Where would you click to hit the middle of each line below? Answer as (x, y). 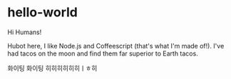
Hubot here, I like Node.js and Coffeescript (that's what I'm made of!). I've (116, 46)
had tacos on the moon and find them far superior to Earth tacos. (103, 53)
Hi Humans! (25, 32)
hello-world (43, 12)
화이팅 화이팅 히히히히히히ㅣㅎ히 (52, 68)
